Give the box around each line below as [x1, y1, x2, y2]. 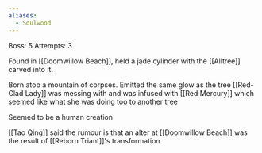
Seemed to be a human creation [8, 112, 114, 121]
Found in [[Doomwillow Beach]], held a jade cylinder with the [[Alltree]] [8, 56, 241, 66]
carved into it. [8, 64, 54, 74]
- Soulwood [15, 19, 52, 27]
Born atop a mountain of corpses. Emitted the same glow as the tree [8, 80, 232, 90]
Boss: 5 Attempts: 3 [8, 40, 73, 50]
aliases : [8, 11, 37, 20]
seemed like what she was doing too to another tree [8, 97, 179, 106]
